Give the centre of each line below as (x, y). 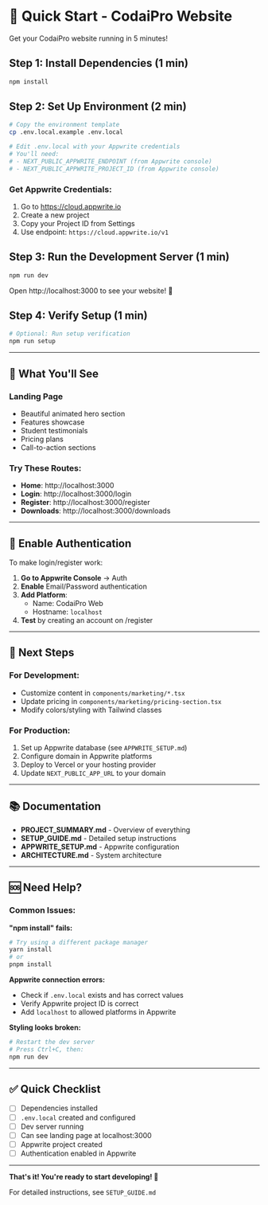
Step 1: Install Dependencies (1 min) (99, 63)
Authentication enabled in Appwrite (78, 1153)
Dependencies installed (59, 1108)
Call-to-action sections (58, 447)
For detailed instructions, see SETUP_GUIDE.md (83, 1192)
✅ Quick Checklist (55, 1089)
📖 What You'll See (54, 374)
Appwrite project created (61, 1144)
